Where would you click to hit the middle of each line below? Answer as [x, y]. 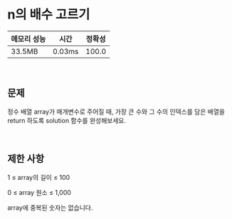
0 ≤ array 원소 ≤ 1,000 [39, 192]
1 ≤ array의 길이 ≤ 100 [39, 177]
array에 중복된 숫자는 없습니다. [50, 208]
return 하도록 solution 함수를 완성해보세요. [67, 120]
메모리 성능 [28, 38]
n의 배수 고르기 [49, 15]
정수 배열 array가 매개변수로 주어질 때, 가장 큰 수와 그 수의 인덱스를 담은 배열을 [116, 112]
